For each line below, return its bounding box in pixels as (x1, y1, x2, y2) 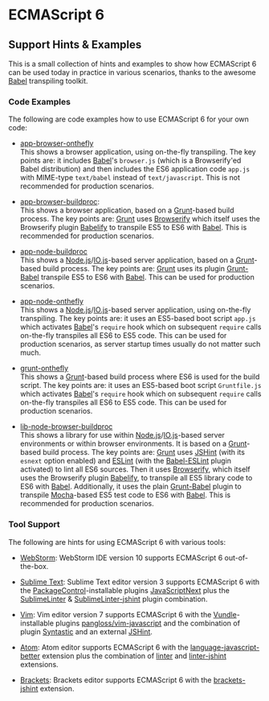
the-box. (19, 561, 49, 571)
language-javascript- (190, 642, 260, 652)
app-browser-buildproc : (19, 197, 100, 207)
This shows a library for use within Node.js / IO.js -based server (19, 431, 225, 440)
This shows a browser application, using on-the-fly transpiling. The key (19, 147, 256, 157)
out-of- (224, 553, 249, 563)
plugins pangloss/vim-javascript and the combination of (55, 618, 241, 628)
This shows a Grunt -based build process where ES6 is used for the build (19, 372, 260, 381)
